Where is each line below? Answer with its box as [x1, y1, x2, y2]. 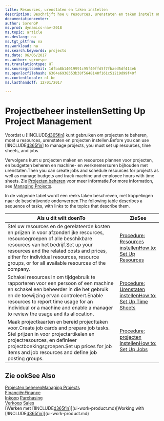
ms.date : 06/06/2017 [5, 52, 47, 58]
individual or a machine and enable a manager [7, 304, 113, 311]
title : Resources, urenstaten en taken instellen [5, 7, 108, 12]
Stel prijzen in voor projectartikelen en [7, 330, 95, 337]
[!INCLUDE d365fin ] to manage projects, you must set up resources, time [5, 142, 151, 148]
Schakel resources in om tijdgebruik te [7, 274, 96, 281]
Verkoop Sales [5, 400, 35, 406]
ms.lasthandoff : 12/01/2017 [5, 80, 62, 85]
